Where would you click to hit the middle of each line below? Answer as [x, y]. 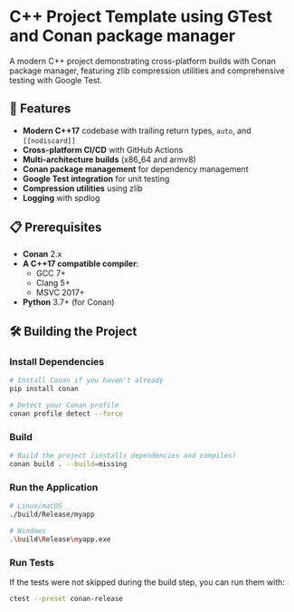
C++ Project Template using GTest [141, 17]
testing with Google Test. [56, 80]
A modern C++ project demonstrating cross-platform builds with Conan [142, 61]
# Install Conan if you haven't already [87, 381]
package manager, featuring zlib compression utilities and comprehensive [147, 71]
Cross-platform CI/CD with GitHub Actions [103, 149]
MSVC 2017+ [60, 292]
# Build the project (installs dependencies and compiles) [123, 456]
